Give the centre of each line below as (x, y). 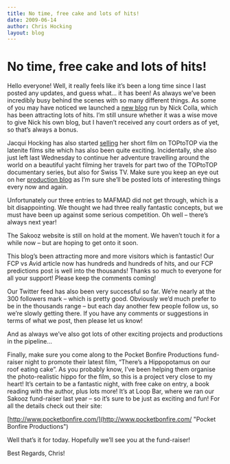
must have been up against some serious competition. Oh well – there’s (108, 215)
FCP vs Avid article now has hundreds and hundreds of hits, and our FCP (110, 264)
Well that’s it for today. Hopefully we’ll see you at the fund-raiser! (99, 440)
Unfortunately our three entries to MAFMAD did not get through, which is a (113, 200)
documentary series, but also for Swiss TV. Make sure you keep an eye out (113, 172)
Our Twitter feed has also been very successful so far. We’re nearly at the (111, 292)
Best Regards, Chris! (36, 453)
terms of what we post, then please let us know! (75, 321)
